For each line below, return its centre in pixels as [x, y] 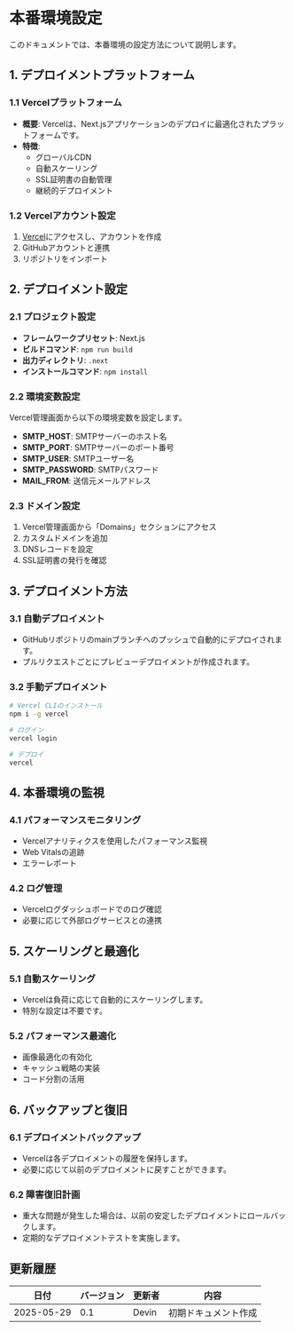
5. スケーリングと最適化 [74, 951]
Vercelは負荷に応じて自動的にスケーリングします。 [115, 1000]
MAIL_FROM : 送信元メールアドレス [86, 480]
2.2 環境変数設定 [45, 396]
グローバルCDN [63, 157]
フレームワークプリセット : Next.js [84, 337]
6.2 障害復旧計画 [45, 1195]
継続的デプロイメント [74, 190]
